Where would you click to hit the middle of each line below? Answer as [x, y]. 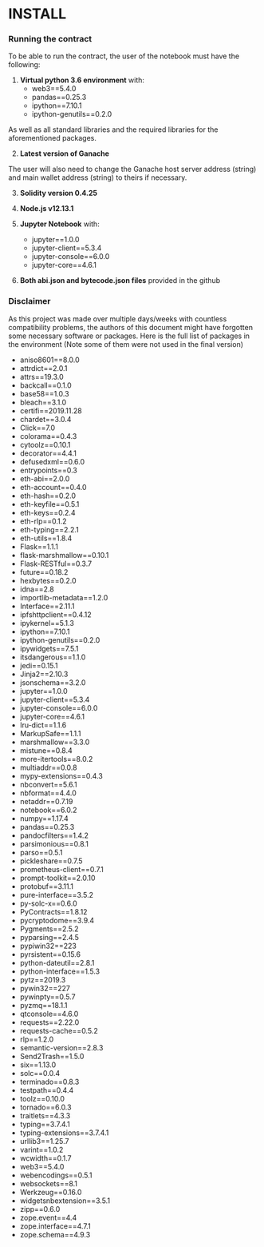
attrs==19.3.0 [41, 376]
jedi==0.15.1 [39, 665]
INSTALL [37, 14]
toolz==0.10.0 [42, 1098]
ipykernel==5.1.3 [47, 623]
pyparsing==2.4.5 [49, 937]
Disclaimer [30, 301]
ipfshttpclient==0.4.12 [55, 614]
